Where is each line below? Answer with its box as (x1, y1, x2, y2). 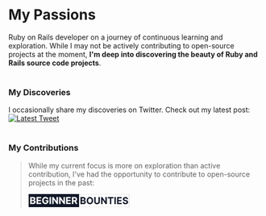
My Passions (8, 6, 97, 24)
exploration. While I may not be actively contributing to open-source (8, 40, 235, 50)
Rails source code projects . (8, 58, 102, 68)
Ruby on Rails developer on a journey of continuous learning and (8, 32, 223, 42)
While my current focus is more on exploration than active (27, 160, 221, 170)
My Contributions (8, 143, 79, 154)
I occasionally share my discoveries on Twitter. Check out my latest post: (8, 105, 251, 114)
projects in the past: (27, 177, 95, 187)
